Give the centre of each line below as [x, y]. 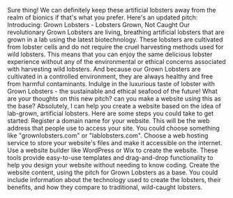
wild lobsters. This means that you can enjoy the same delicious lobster [110, 54]
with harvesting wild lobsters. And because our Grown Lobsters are [104, 69]
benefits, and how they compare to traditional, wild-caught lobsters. [105, 187]
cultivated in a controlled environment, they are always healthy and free [110, 76]
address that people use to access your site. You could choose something [113, 128]
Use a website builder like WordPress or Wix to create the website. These [113, 150]
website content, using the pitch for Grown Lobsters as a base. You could [113, 172]
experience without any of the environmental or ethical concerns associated [117, 61]
